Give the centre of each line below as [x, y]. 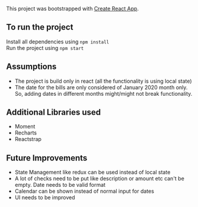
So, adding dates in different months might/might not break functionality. [103, 93]
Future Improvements [47, 158]
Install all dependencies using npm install [58, 42]
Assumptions [31, 67]
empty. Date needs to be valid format [60, 185]
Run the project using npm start [45, 48]
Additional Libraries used [53, 112]
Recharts [26, 133]
